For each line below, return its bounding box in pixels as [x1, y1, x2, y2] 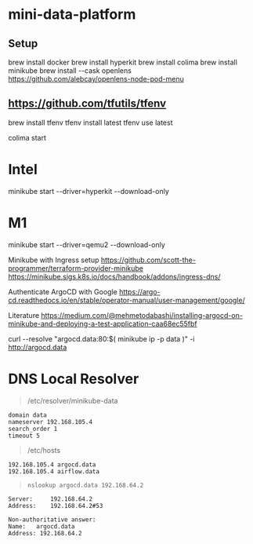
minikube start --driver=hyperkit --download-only [8, 186, 170, 195]
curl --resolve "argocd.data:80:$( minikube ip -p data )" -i [8, 334, 195, 343]
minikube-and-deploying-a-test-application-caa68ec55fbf [8, 319, 197, 328]
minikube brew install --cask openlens [8, 66, 132, 75]
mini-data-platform [8, 5, 136, 24]
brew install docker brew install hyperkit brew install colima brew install [8, 57, 237, 67]
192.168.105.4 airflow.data [8, 467, 100, 476]
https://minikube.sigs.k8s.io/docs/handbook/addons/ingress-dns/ [8, 272, 221, 281]
